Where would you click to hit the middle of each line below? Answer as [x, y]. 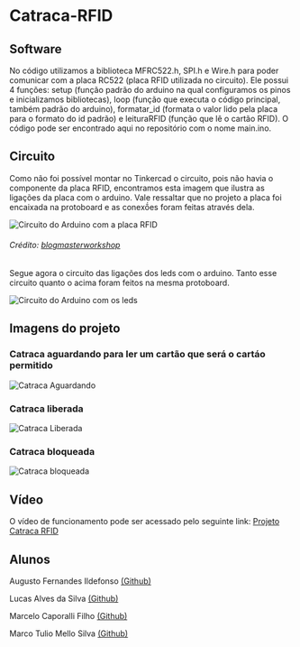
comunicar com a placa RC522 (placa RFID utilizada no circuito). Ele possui [149, 80]
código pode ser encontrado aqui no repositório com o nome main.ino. [141, 128]
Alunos [30, 559]
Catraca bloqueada [52, 451]
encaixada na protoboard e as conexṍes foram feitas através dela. [132, 207]
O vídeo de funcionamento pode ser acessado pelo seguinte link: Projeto [145, 522]
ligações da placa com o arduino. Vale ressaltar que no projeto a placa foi [145, 197]
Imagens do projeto [65, 329]
